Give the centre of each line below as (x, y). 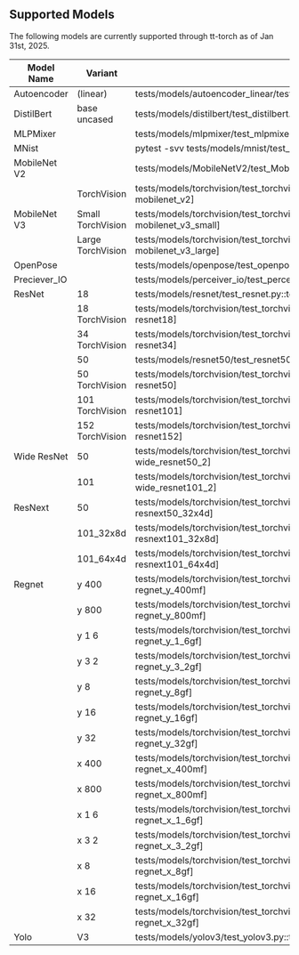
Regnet (29, 584)
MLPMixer (35, 134)
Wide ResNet (41, 456)
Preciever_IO (40, 279)
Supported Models (62, 15)
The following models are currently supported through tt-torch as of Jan (141, 36)
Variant (102, 73)
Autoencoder (41, 93)
